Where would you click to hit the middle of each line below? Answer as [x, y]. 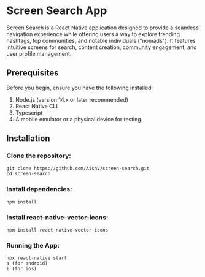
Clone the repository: [39, 156]
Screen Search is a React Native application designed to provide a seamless [102, 28]
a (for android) [27, 264]
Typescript [29, 112]
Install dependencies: [39, 189]
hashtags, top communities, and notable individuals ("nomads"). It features [101, 40]
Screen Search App [57, 11]
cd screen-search [29, 174]
